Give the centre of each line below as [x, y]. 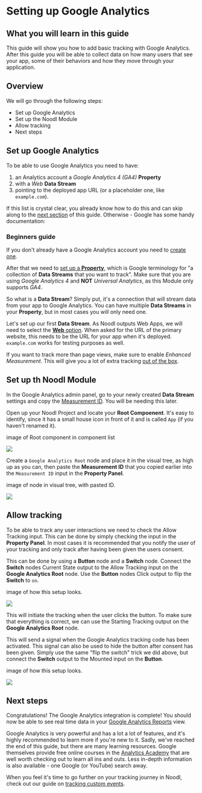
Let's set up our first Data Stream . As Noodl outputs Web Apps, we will [94, 323]
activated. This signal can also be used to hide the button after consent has [100, 646]
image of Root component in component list [61, 437]
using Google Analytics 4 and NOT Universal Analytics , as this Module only [100, 281]
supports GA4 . [24, 287]
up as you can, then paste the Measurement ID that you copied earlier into [99, 466]
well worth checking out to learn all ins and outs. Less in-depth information [99, 759]
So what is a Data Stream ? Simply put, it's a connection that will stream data [101, 299]
